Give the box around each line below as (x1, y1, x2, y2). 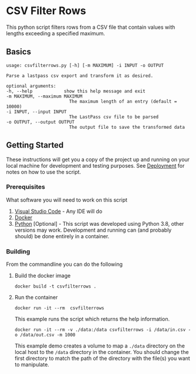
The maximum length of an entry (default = (69, 98, 177, 104)
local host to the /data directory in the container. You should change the (14, 349, 189, 356)
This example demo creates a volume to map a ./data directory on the (14, 342, 185, 349)
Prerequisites (6, 183, 45, 191)
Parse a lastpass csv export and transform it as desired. (6, 72, 154, 79)
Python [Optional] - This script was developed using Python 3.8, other (14, 220, 184, 227)
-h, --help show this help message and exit (6, 88, 146, 94)
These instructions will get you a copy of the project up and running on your (6, 156, 190, 163)
